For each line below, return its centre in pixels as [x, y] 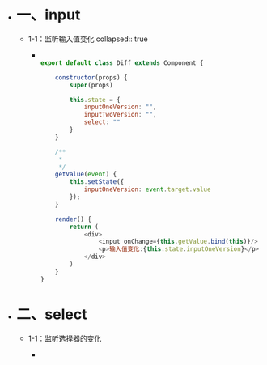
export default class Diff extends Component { [122, 63]
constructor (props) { [91, 77]
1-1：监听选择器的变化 [65, 338]
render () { [73, 219]
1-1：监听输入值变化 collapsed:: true [88, 39]
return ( [84, 227]
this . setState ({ [97, 182]
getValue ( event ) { [86, 174]
